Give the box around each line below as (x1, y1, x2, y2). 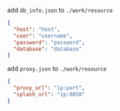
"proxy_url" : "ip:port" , (13, 84, 85, 91)
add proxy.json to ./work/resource (7, 64, 107, 73)
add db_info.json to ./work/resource (7, 6, 113, 14)
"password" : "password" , (13, 38, 85, 46)
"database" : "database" (13, 45, 82, 52)
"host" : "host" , (13, 26, 60, 33)
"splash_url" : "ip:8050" (13, 91, 85, 98)
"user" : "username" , (13, 32, 73, 39)
